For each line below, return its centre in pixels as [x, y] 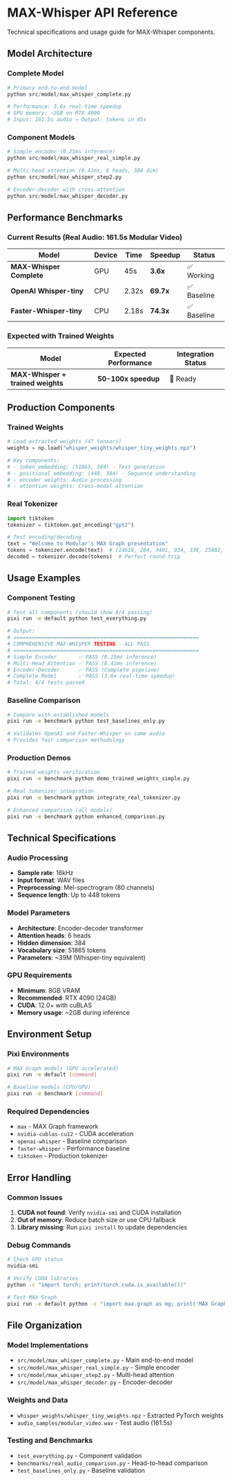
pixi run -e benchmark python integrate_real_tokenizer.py [94, 798]
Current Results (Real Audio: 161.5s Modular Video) [95, 237]
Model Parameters [39, 913]
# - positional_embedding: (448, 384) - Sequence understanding [101, 473]
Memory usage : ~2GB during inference [73, 1012]
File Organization [45, 1325]
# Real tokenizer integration [51, 791]
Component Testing [41, 598]
